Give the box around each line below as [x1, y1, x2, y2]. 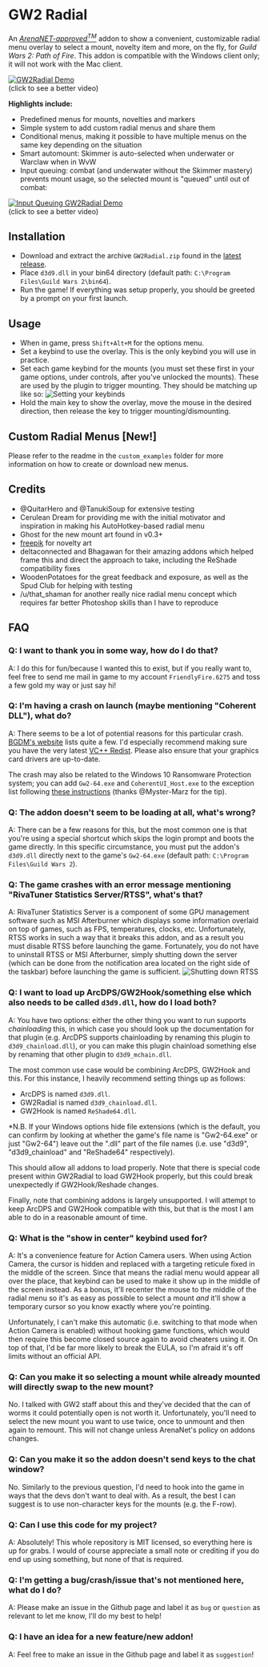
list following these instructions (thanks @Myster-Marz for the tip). [8, 786, 227, 796]
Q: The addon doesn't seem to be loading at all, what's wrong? [8, 806, 256, 817]
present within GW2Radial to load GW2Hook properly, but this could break [8, 1171, 254, 1181]
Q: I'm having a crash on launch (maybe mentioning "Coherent [8, 700, 257, 712]
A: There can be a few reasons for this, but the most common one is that [8, 825, 247, 835]
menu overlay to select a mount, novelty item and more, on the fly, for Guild [8, 42, 258, 51]
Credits [8, 483, 46, 497]
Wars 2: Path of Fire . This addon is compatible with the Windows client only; [8, 51, 260, 60]
